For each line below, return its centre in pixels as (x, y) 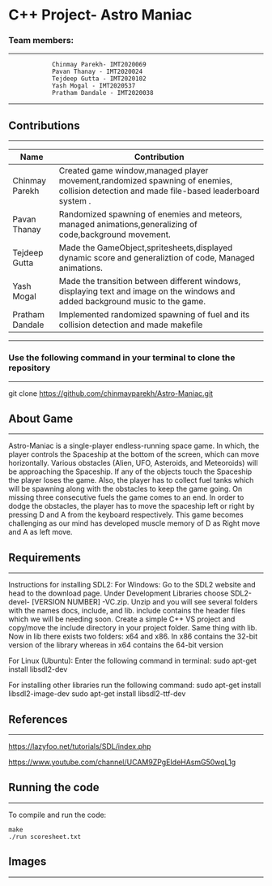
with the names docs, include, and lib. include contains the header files (127, 611)
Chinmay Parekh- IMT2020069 (99, 65)
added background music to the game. (132, 302)
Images (28, 862)
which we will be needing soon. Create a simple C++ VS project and (122, 619)
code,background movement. (115, 234)
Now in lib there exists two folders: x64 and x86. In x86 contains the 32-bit (133, 637)
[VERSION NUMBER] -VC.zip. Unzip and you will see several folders (144, 602)
